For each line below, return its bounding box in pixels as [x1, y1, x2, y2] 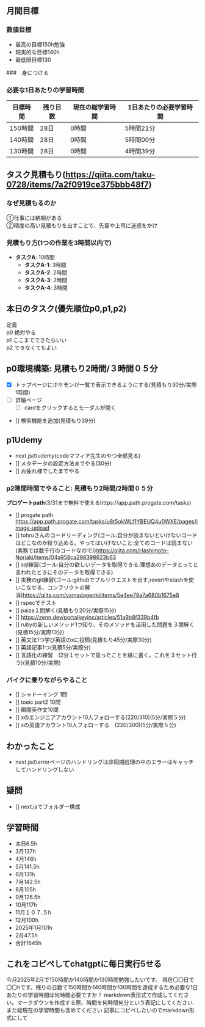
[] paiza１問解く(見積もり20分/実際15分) [15, 607, 117, 614]
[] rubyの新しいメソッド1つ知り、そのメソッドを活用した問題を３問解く [15, 621, 195, 628]
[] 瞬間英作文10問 [15, 706, 59, 714]
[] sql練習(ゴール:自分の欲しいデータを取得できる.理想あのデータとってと [15, 561, 199, 568]
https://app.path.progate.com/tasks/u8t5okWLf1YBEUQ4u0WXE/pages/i [15, 517, 198, 525]
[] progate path [15, 511, 54, 518]
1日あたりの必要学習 [128, 103, 187, 111]
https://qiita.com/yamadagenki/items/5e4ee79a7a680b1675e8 [22, 591, 179, 599]
